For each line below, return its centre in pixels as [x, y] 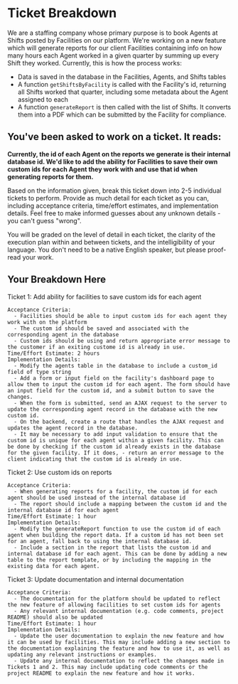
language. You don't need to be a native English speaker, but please [107, 250]
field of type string [39, 372]
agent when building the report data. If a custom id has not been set [115, 535]
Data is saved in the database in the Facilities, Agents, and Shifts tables [122, 77]
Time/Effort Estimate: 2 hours [54, 353]
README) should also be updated [55, 617]
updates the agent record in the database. [73, 428]
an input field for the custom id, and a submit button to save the [111, 390]
